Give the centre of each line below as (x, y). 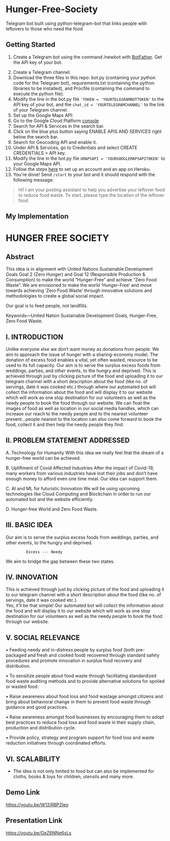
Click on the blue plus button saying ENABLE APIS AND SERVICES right (87, 131)
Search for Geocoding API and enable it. (55, 142)
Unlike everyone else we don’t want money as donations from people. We (82, 349)
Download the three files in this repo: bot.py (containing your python (84, 78)
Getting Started (31, 45)
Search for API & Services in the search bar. (59, 126)
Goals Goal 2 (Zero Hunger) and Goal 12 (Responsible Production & (76, 274)
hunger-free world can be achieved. (43, 458)
